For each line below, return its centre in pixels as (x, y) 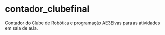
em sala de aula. (22, 28)
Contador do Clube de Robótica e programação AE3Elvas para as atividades (82, 23)
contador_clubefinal (47, 9)
